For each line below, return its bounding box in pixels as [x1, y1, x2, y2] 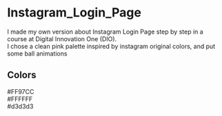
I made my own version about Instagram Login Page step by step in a [7, 27, 203, 36]
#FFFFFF [7, 95, 33, 103]
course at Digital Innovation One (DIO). [7, 34, 117, 43]
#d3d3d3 [7, 102, 34, 111]
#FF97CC [7, 87, 34, 95]
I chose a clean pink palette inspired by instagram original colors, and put [7, 42, 216, 50]
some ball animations [7, 49, 68, 58]
